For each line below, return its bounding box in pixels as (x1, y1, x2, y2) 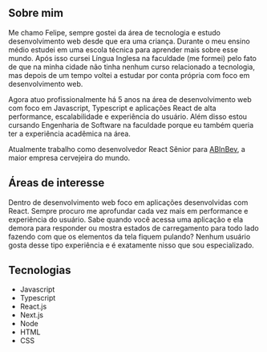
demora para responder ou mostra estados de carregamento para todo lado (8, 223, 259, 232)
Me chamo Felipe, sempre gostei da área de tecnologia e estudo (8, 27, 221, 37)
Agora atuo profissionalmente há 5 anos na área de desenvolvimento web (8, 94, 253, 104)
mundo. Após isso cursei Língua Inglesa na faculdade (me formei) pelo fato (8, 53, 257, 63)
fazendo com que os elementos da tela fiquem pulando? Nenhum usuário (8, 231, 251, 241)
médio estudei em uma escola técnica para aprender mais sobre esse (8, 44, 239, 55)
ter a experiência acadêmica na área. (8, 129, 131, 138)
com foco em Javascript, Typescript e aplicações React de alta (8, 103, 216, 113)
